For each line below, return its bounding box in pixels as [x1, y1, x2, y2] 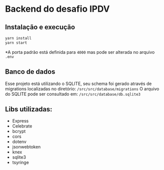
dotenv [12, 139, 27, 145]
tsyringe [12, 160, 29, 166]
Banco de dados [5, 67, 55, 76]
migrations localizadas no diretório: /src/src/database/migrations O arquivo [5, 85, 160, 91]
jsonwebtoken [12, 144, 41, 150]
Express [12, 118, 29, 124]
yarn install [5, 36, 32, 41]
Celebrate [12, 123, 33, 129]
